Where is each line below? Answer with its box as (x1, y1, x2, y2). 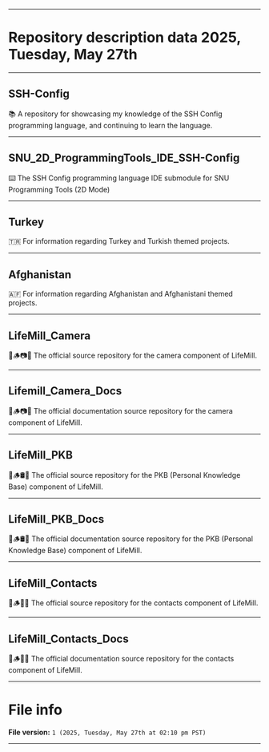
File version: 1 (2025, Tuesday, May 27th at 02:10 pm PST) (8, 727, 207, 737)
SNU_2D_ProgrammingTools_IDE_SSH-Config (8, 152, 240, 165)
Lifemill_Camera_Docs (8, 384, 122, 398)
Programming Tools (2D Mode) (8, 184, 110, 194)
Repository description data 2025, (8, 29, 242, 46)
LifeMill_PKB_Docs (8, 512, 105, 526)
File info (8, 701, 62, 719)
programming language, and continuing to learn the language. (8, 120, 213, 130)
